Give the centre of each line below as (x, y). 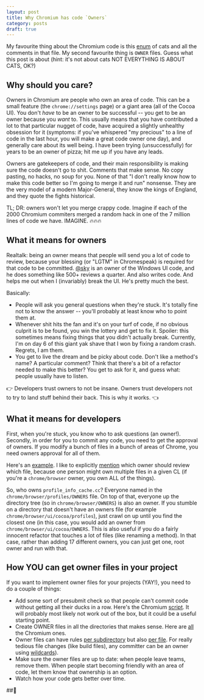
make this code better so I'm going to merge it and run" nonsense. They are (101, 183)
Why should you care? (50, 85)
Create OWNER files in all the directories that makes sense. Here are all (104, 626)
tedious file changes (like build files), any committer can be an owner (102, 646)
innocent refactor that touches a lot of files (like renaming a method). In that (101, 535)
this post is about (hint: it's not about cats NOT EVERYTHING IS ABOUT (96, 59)
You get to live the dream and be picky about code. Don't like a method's (107, 356)
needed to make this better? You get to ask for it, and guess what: (98, 370)
